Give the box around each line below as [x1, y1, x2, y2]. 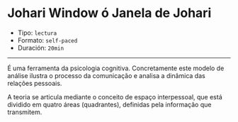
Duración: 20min [17, 43, 64, 52]
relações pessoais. [7, 79, 62, 87]
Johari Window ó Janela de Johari [7, 5, 212, 21]
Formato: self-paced [17, 35, 78, 44]
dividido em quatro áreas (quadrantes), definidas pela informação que [7, 100, 212, 109]
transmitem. [7, 108, 42, 116]
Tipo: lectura [17, 28, 57, 37]
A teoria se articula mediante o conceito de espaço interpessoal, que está [7, 92, 223, 101]
